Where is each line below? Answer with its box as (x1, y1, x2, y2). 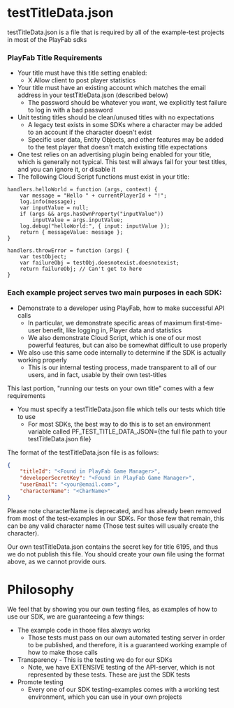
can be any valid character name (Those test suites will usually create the (7, 522, 219, 530)
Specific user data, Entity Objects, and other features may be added (27, 135, 224, 144)
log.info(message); (20, 198, 77, 205)
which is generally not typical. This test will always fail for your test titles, (17, 158, 228, 166)
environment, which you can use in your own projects (27, 693, 182, 701)
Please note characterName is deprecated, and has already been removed (7, 506, 221, 515)
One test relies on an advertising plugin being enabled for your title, (17, 150, 212, 158)
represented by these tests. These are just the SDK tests (27, 670, 191, 679)
